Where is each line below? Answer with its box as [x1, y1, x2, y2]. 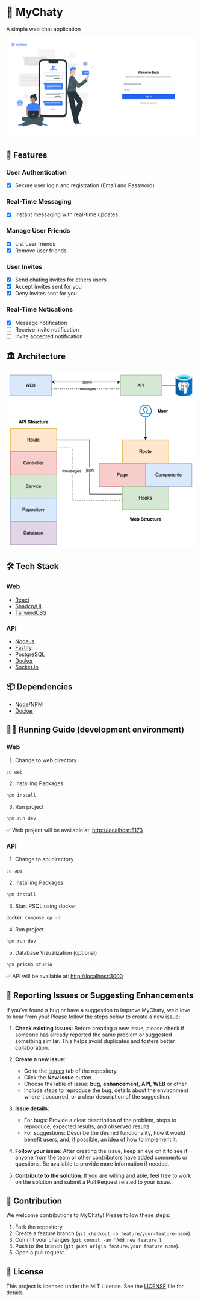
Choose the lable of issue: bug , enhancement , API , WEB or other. [23, 1080, 188, 1087]
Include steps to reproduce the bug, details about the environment [23, 1087, 188, 1094]
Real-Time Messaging [6, 197, 72, 205]
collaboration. [14, 1044, 49, 1051]
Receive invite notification [14, 326, 79, 333]
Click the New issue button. [23, 1073, 93, 1081]
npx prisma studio [6, 962, 52, 968]
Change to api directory [14, 856, 74, 863]
